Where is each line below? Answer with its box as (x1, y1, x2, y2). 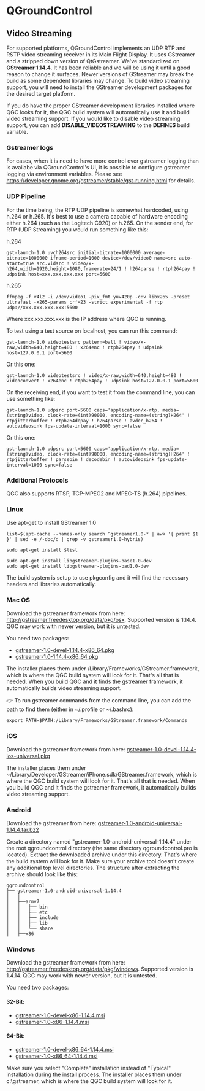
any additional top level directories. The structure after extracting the (6, 864, 180, 872)
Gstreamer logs (6, 143, 54, 152)
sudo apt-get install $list (6, 547, 78, 553)
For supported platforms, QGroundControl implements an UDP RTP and (6, 44, 186, 52)
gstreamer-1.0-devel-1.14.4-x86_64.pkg (15, 646, 114, 654)
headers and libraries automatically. (6, 581, 97, 588)
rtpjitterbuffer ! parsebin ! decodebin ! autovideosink (6, 456, 155, 462)
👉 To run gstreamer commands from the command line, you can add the (6, 697, 192, 704)
